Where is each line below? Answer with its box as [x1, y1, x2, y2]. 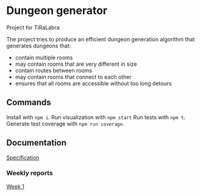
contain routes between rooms [15, 66, 93, 74]
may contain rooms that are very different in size [15, 60, 137, 68]
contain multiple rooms [15, 54, 73, 61]
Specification [6, 153, 40, 161]
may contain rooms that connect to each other [15, 73, 132, 80]
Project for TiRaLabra [6, 24, 60, 31]
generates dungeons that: [6, 42, 71, 49]
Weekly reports [6, 169, 53, 177]
